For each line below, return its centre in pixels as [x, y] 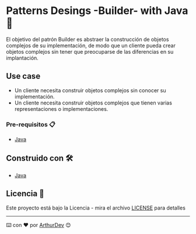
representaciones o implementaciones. [61, 109]
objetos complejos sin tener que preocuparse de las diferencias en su [90, 51]
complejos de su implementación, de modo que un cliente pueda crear [91, 46]
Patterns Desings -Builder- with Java [97, 11]
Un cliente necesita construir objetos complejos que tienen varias [93, 103]
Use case [23, 76]
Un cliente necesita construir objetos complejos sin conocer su [90, 90]
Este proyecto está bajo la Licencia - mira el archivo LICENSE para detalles [96, 208]
